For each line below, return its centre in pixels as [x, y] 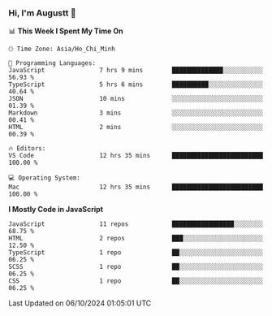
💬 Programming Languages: [52, 63]
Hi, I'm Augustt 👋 [42, 13]
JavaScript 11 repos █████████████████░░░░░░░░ [136, 224]
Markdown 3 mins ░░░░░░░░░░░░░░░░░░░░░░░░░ [136, 113]
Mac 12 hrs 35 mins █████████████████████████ [136, 187]
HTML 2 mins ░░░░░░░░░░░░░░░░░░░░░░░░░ [136, 128]
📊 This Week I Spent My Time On [66, 31]
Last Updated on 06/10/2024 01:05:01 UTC [80, 303]
